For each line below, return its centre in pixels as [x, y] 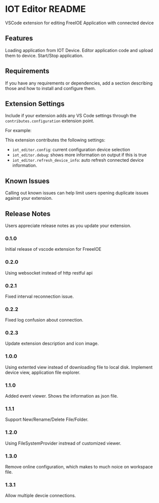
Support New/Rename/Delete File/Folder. [47, 419]
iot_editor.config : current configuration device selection [71, 150]
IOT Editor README [45, 9]
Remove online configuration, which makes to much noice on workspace [79, 466]
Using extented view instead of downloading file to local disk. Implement [79, 367]
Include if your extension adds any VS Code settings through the [71, 116]
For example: [19, 131]
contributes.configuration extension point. [50, 121]
